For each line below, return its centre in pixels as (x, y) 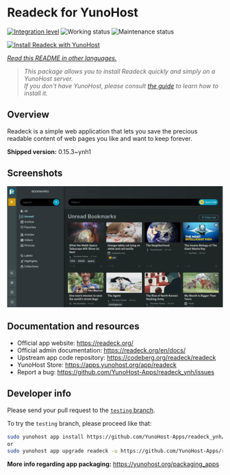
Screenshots (35, 174)
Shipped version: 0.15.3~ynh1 (49, 151)
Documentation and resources (73, 326)
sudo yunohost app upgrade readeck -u (62, 451)
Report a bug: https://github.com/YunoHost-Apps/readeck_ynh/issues (115, 372)
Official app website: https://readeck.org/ (75, 343)
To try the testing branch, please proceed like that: (79, 423)
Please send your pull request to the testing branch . (81, 410)
